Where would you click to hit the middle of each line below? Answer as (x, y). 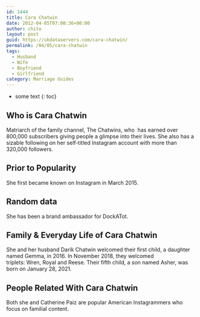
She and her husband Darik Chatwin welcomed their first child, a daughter (98, 250)
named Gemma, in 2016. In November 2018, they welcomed (80, 256)
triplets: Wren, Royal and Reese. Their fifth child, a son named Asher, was (97, 263)
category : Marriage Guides (40, 79)
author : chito (24, 29)
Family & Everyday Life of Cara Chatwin (82, 235)
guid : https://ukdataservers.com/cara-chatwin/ (67, 40)
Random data (32, 202)
